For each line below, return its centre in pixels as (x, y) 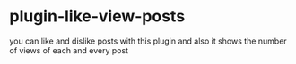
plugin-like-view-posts (97, 16)
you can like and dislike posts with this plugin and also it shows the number (148, 41)
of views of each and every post (69, 50)
